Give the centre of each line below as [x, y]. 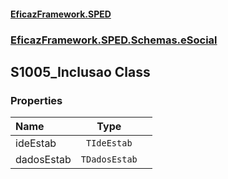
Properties [36, 100]
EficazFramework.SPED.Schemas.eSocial [114, 40]
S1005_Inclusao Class [80, 71]
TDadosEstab [109, 159]
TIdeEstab [109, 143]
